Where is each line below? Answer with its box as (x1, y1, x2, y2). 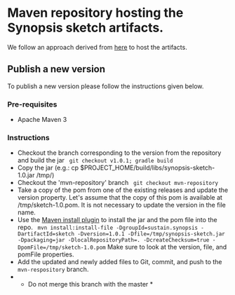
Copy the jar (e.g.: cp (17, 163, 79, 172)
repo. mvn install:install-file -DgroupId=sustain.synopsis (17, 223, 199, 232)
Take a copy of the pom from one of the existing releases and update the (17, 186, 229, 194)
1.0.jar (17, 171, 35, 179)
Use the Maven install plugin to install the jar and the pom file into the (17, 216, 217, 224)
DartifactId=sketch (17, 231, 75, 238)
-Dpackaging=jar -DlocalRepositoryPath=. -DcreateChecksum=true (17, 237, 210, 244)
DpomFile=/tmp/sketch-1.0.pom (17, 244, 107, 252)
